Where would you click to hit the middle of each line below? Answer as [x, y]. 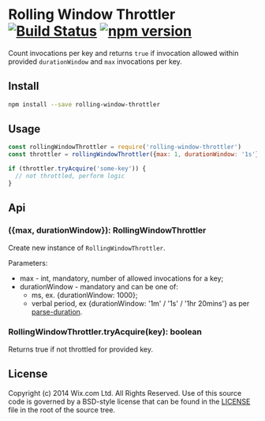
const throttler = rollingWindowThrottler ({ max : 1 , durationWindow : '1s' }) [135, 155]
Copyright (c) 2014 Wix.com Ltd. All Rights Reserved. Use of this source [125, 393]
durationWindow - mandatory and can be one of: [99, 286]
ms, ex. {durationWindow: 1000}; [84, 295]
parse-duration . [57, 311]
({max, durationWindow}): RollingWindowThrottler [107, 230]
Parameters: [28, 263]
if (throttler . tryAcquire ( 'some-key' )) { [77, 169]
